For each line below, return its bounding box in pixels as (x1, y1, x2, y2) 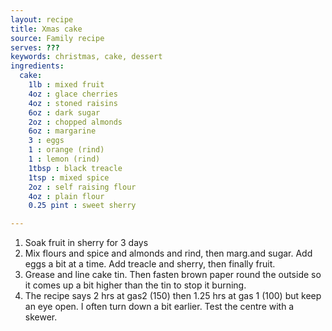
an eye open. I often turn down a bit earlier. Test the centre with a (24, 301, 295, 313)
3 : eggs (28, 136, 65, 146)
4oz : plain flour (28, 191, 105, 201)
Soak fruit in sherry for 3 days (24, 237, 149, 249)
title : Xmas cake (10, 24, 83, 34)
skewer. (24, 311, 58, 323)
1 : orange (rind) (28, 145, 105, 155)
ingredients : (10, 61, 65, 71)
